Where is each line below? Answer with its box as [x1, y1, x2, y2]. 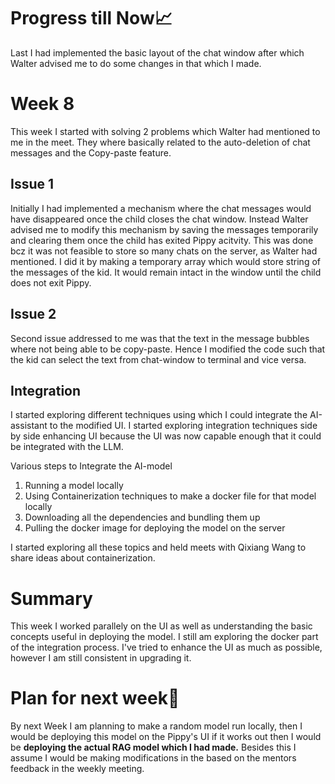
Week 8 [10, 93, 75, 115]
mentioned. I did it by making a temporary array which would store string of [10, 255, 321, 267]
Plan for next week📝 [10, 687, 180, 710]
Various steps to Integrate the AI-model [10, 460, 173, 472]
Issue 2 [10, 306, 57, 323]
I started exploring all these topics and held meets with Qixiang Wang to [10, 541, 307, 554]
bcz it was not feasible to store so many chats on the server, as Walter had [10, 245, 318, 257]
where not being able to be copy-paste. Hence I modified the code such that [10, 343, 326, 355]
